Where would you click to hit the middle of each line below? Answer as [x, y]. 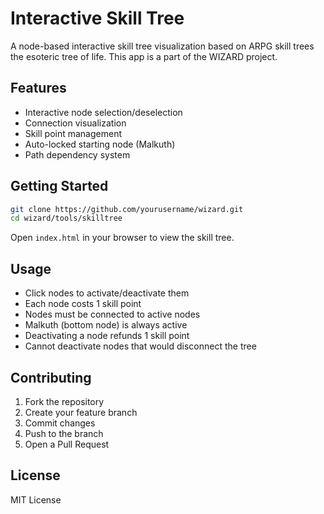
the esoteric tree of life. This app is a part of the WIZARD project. [144, 56]
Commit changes [60, 423]
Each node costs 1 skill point [83, 304]
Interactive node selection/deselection [103, 112]
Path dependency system [77, 154]
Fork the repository [64, 401]
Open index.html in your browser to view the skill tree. [122, 238]
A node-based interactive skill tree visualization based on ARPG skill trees [162, 46]
